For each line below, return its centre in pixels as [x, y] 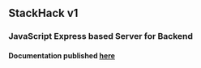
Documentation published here [62, 55]
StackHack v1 [43, 13]
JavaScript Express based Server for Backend [100, 36]
